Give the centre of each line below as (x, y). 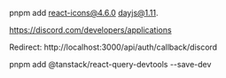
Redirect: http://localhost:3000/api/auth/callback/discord (113, 47)
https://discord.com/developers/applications (90, 30)
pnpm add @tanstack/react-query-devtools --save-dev (110, 64)
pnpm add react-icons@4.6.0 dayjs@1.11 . (84, 13)
